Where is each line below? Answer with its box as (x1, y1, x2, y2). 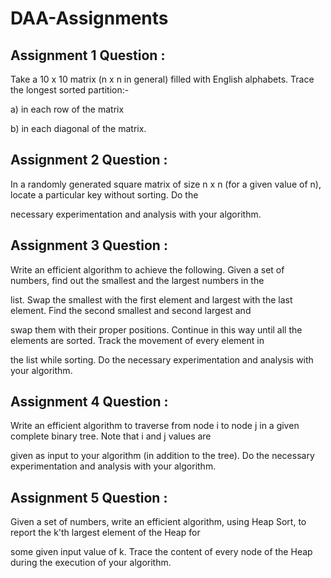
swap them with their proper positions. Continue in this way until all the (10, 323, 303, 336)
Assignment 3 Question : (10, 237, 168, 254)
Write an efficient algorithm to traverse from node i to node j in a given (10, 420, 300, 432)
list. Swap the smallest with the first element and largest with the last (10, 293, 293, 306)
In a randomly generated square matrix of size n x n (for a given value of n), (10, 178, 322, 190)
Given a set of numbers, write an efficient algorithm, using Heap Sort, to (10, 516, 307, 528)
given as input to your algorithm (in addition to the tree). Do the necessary (10, 450, 315, 462)
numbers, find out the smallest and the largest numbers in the (10, 274, 265, 286)
